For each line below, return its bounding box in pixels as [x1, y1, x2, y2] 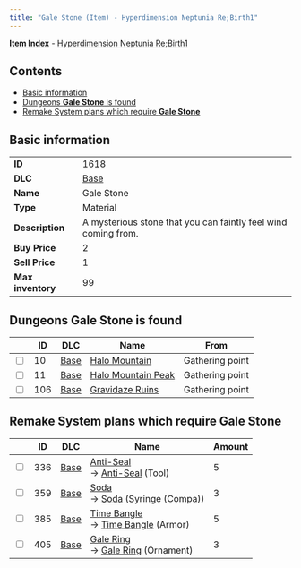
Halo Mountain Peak [90, 369, 176, 382]
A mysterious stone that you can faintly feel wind [82, 216, 288, 228]
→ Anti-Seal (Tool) [90, 467, 170, 479]
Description [13, 221, 65, 234]
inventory [13, 282, 56, 295]
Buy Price [13, 242, 56, 254]
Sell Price [13, 256, 56, 269]
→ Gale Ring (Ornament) [90, 544, 193, 556]
